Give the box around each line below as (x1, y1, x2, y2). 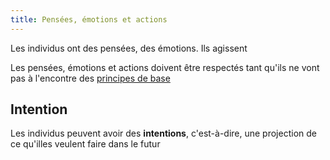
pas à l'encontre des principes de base (10, 72, 171, 84)
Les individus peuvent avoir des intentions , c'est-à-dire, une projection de (10, 127, 317, 140)
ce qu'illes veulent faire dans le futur (10, 138, 161, 150)
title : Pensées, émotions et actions (10, 14, 168, 25)
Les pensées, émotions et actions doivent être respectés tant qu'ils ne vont (10, 61, 320, 73)
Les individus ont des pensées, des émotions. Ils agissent (10, 42, 248, 54)
